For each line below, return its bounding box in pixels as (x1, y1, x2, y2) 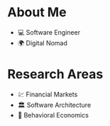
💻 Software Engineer (17, 28, 80, 36)
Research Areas (7, 67, 104, 82)
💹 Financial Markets (17, 90, 78, 98)
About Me (7, 4, 67, 21)
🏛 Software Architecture (17, 101, 92, 109)
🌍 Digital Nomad (17, 38, 67, 47)
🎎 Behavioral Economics (17, 110, 89, 119)
